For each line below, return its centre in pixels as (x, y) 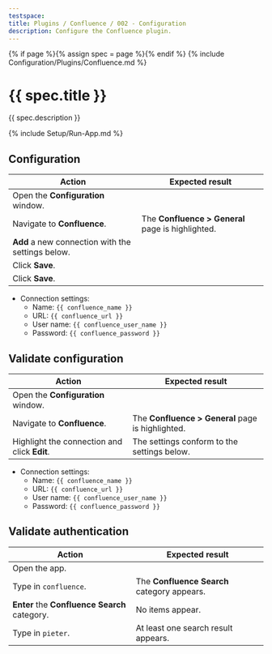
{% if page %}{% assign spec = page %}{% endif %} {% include (117, 54)
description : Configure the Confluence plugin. (90, 31)
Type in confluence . (49, 586)
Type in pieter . (41, 633)
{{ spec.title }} (58, 95)
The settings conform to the (185, 441)
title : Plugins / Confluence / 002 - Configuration (97, 24)
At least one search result (184, 627)
